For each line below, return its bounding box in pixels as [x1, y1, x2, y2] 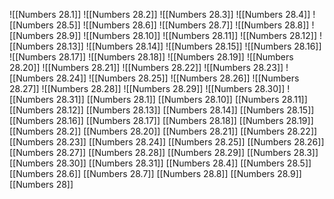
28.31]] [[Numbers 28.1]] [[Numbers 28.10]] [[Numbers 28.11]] [55, 94, 308, 105]
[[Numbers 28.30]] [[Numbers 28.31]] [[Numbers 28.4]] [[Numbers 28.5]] [9, 157, 312, 169]
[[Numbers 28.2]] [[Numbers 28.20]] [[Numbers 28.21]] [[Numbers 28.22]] [9, 125, 318, 137]
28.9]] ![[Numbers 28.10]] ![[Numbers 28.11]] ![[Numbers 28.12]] [55, 30, 318, 41]
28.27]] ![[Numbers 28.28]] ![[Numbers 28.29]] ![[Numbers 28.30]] [9, 83, 286, 94]
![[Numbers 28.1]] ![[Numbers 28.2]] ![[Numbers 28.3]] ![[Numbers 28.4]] [9, 9, 311, 20]
